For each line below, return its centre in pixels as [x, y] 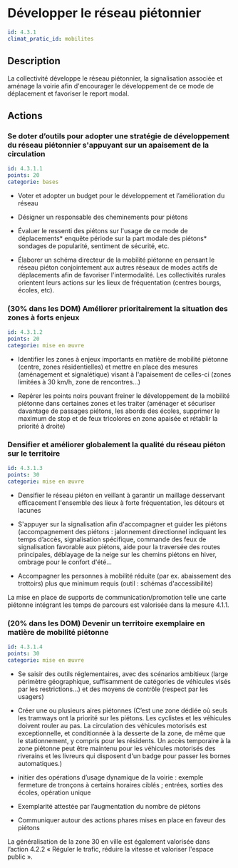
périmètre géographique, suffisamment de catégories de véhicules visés [124, 681]
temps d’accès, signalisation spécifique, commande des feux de [112, 539]
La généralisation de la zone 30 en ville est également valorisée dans [109, 841]
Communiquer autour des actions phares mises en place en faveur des [121, 820]
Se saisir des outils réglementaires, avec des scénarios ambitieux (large [123, 674]
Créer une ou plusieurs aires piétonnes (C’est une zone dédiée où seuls [123, 710]
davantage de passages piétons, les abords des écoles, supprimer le [119, 411]
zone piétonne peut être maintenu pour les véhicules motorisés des [117, 748]
